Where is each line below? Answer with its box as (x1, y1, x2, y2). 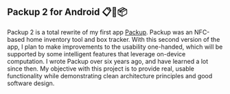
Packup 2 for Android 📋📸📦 (7, 6, 128, 18)
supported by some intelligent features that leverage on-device (7, 49, 186, 58)
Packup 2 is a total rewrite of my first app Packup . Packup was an (7, 27, 194, 36)
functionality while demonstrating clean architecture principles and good (7, 71, 213, 80)
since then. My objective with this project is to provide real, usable (7, 64, 194, 73)
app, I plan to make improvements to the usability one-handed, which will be (7, 43, 223, 51)
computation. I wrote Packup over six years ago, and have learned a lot (7, 57, 209, 65)
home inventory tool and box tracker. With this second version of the (26, 35, 220, 43)
